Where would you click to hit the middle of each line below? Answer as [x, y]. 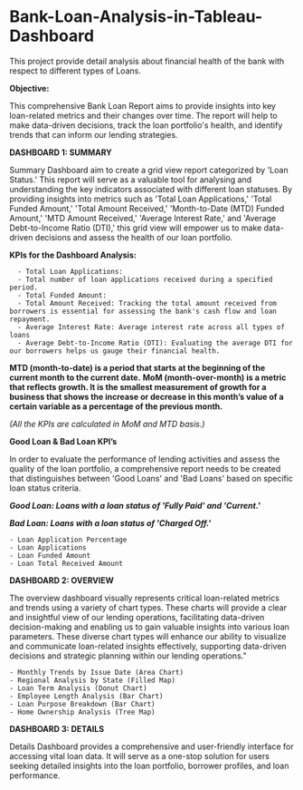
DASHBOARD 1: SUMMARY [61, 152]
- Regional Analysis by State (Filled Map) [93, 680]
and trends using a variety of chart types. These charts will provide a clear [148, 607]
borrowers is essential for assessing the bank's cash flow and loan [143, 311]
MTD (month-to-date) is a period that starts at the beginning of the [137, 367]
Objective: [29, 88]
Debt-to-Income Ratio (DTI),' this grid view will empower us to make [136, 228]
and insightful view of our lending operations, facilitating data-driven [137, 617]
